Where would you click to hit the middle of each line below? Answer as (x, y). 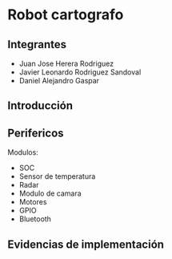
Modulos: (23, 152)
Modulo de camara (50, 193)
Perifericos (36, 133)
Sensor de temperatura (57, 176)
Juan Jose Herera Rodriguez (66, 63)
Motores (33, 202)
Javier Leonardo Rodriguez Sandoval (80, 72)
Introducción (40, 106)
